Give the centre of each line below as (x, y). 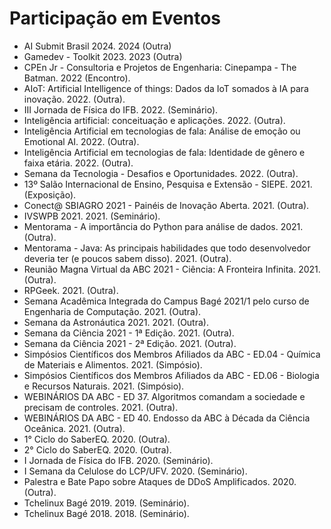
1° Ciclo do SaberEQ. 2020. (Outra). (97, 439)
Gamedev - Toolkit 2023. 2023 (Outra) (103, 56)
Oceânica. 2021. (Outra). (74, 428)
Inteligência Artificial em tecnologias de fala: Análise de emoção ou (162, 131)
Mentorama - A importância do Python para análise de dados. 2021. (163, 226)
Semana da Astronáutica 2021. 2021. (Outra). (116, 322)
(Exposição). (50, 194)
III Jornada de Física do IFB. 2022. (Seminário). (121, 109)
